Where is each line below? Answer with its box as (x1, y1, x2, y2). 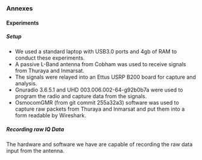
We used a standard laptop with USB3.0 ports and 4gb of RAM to (14, 48, 177, 55)
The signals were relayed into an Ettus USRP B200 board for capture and (14, 73, 196, 81)
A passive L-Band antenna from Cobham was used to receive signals (14, 61, 186, 68)
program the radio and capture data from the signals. (14, 93, 147, 100)
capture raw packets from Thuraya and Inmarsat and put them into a (14, 105, 185, 112)
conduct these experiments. (14, 54, 85, 61)
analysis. (14, 80, 37, 87)
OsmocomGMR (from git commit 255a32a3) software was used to (14, 99, 179, 106)
